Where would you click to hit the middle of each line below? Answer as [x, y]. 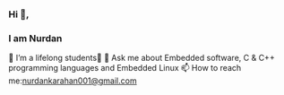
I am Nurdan [35, 38]
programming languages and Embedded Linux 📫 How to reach [125, 68]
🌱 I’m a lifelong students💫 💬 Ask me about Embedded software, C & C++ [142, 58]
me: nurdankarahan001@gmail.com [73, 81]
